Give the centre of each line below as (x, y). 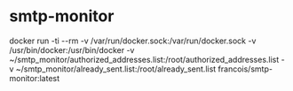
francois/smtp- (245, 69)
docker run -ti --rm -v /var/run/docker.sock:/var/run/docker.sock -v (133, 41)
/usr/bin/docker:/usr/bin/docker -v (72, 49)
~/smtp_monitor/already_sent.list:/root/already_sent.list (116, 69)
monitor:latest (35, 78)
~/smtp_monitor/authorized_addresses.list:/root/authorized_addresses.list (144, 59)
